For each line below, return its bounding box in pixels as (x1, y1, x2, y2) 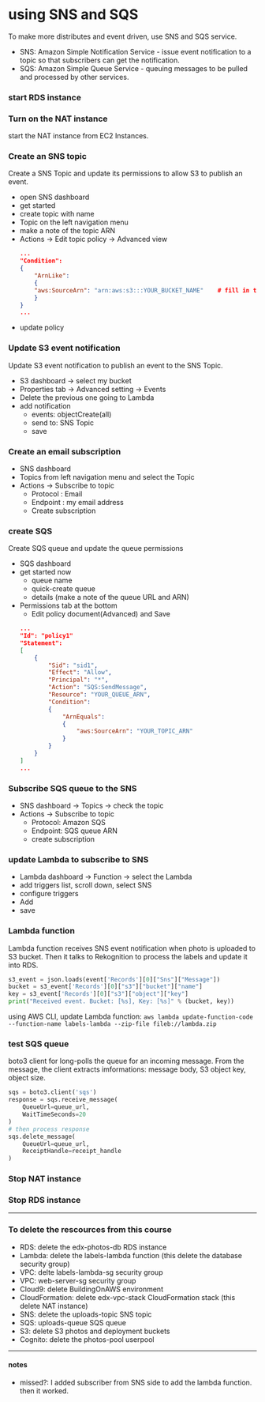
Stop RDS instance (8, 1195, 81, 1205)
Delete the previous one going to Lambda (19, 393, 155, 402)
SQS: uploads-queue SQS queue (19, 1317, 126, 1327)
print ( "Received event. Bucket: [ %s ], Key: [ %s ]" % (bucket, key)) (8, 997, 235, 1005)
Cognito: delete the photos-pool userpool (19, 1334, 155, 1344)
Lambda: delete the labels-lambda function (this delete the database (19, 1250, 243, 1260)
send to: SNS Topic (31, 417, 95, 428)
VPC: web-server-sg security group (19, 1276, 136, 1285)
